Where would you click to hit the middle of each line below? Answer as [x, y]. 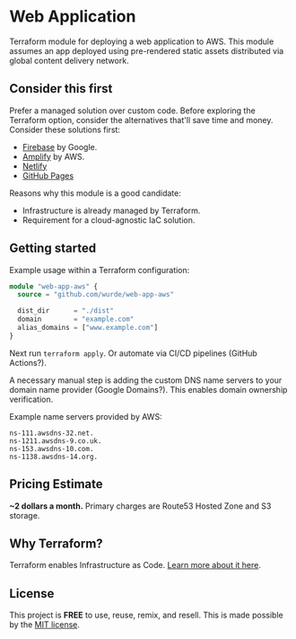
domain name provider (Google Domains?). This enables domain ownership [148, 389]
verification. [31, 399]
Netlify [35, 166]
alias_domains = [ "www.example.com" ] [88, 328]
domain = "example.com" [76, 319]
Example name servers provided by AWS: [86, 416]
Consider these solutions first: [65, 129]
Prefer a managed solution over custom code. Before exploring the [132, 111]
